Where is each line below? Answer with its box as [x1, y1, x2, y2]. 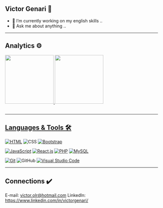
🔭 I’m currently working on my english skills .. [12, 18, 103, 23]
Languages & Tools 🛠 [5, 124, 72, 132]
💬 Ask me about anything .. [12, 23, 66, 29]
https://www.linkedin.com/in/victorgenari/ [5, 198, 89, 204]
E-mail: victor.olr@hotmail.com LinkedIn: [5, 192, 86, 198]
